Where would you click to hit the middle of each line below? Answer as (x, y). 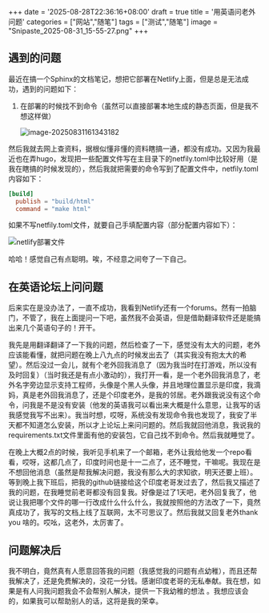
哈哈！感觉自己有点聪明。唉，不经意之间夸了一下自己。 (99, 259)
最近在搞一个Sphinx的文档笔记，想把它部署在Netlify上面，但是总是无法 (125, 79)
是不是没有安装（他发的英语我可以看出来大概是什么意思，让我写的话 (148, 405)
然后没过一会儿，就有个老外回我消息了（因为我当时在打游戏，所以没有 (141, 365)
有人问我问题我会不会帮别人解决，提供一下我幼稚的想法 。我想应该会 (135, 591)
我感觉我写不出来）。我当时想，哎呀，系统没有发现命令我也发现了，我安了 (129, 415)
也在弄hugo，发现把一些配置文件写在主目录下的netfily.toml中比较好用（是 (137, 158)
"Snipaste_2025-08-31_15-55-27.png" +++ (78, 31)
